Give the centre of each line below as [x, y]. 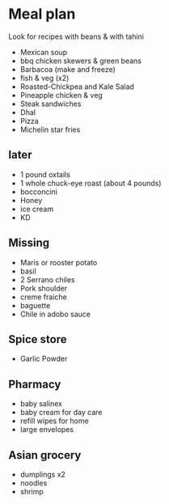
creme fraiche [43, 297]
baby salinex [41, 404]
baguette [35, 305]
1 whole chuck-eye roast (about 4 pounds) [91, 183]
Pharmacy [35, 384]
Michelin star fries [50, 129]
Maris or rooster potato [59, 262]
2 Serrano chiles [47, 279]
